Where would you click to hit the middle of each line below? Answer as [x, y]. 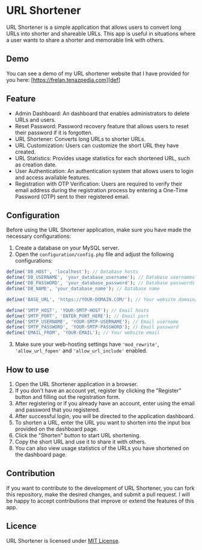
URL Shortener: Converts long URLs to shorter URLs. [80, 139]
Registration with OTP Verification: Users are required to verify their [99, 184]
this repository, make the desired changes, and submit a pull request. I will [98, 494]
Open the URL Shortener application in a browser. [76, 384]
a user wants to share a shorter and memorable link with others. [85, 40]
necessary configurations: [38, 236]
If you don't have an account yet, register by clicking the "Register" [98, 390]
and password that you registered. [57, 410]
